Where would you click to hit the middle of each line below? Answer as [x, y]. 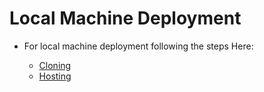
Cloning [55, 65]
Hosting [55, 76]
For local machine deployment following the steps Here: [138, 46]
